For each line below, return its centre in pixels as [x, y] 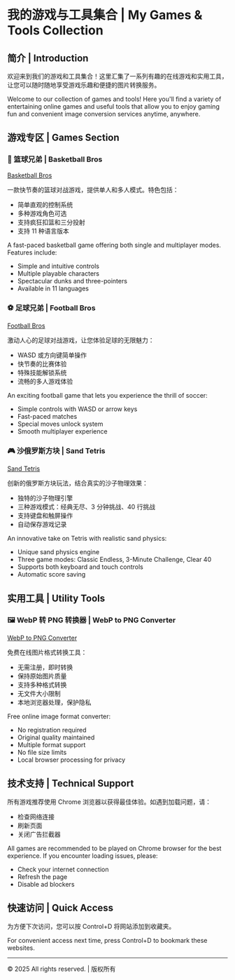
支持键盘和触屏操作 [45, 516]
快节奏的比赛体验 [42, 363]
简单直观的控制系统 [45, 204]
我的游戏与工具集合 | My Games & [105, 15]
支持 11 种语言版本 [43, 231]
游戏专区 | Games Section [64, 138]
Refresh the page [42, 877]
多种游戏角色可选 [42, 213]
